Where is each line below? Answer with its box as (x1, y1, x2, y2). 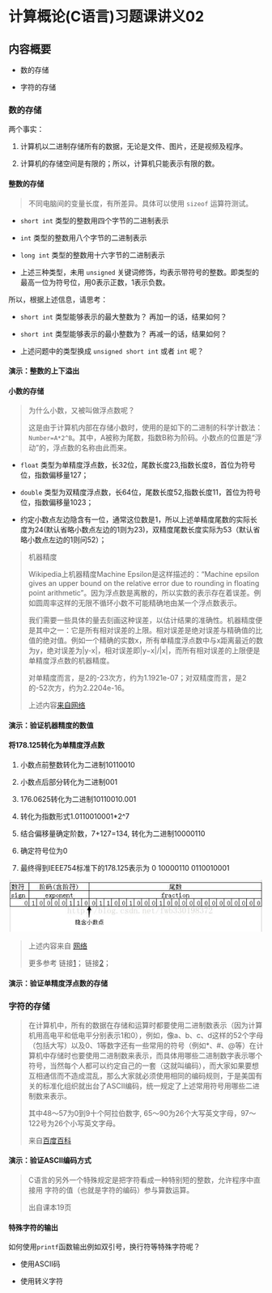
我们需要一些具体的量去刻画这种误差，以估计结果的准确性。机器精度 (28, 616, 256, 625)
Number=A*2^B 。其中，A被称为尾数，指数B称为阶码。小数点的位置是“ (28, 433, 255, 443)
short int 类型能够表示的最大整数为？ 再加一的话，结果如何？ (19, 312, 228, 321)
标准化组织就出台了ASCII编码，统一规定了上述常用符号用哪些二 (42, 1081, 253, 1091)
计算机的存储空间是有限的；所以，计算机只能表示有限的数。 (19, 159, 219, 168)
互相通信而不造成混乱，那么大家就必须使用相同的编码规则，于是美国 (28, 1070, 256, 1080)
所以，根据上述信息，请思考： (8, 295, 108, 304)
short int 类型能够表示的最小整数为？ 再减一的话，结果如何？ (19, 329, 228, 338)
